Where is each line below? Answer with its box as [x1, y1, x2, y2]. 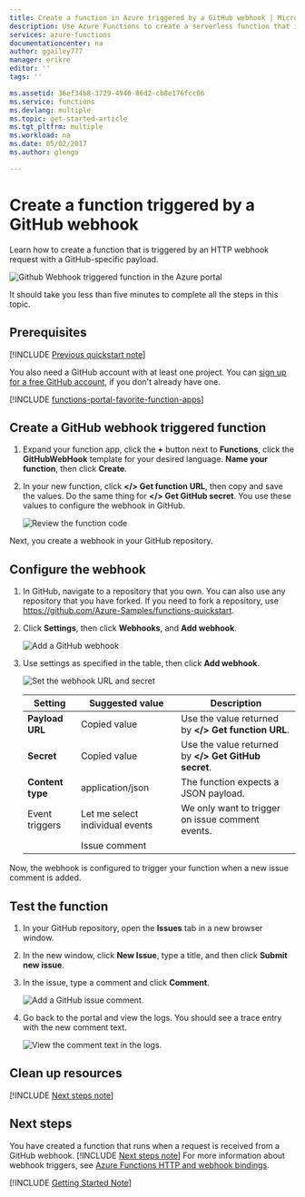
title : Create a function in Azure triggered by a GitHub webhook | [9, 13, 274, 23]
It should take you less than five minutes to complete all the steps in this [9, 289, 279, 299]
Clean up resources [9, 1065, 123, 1081]
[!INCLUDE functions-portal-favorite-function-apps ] [9, 394, 204, 405]
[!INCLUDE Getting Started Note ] [9, 1177, 133, 1188]
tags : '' [9, 73, 43, 82]
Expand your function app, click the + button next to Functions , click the [22, 444, 295, 455]
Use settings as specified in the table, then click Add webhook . [22, 658, 261, 669]
